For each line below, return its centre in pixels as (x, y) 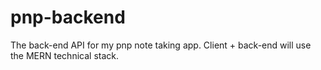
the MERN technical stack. (64, 55)
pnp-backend (68, 17)
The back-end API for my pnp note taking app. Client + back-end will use (161, 45)
